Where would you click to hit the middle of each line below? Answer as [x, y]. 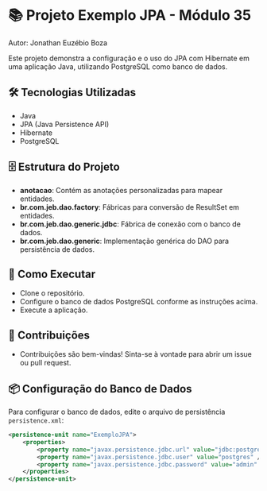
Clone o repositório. [52, 293]
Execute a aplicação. [54, 310]
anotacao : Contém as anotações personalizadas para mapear [121, 190]
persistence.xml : [36, 420]
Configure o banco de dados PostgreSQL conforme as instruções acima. [139, 302]
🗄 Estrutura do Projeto [64, 167]
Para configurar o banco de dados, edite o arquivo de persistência [117, 412]
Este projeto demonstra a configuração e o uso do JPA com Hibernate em [129, 58]
